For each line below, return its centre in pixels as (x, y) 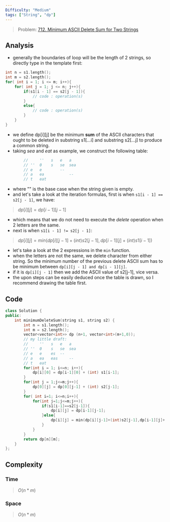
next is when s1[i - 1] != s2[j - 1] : (52, 231)
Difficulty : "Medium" (28, 10)
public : (13, 315)
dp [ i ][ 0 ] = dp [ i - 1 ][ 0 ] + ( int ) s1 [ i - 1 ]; (76, 373)
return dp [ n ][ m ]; (42, 439)
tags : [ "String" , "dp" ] (31, 15)
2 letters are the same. (36, 225)
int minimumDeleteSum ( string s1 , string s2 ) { (65, 320)
